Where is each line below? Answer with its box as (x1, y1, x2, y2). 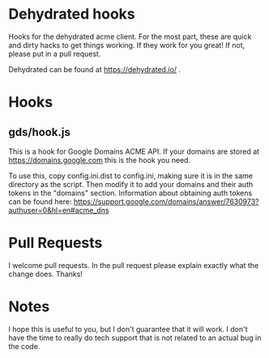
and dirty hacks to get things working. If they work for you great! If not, (8, 40, 246, 49)
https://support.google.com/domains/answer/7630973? (73, 196, 259, 207)
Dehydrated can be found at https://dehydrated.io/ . (8, 64, 181, 74)
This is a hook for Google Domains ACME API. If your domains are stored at (8, 147, 260, 156)
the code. (8, 341, 41, 351)
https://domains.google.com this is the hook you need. (8, 155, 191, 164)
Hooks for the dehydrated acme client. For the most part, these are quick (8, 32, 252, 41)
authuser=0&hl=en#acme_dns (8, 205, 109, 215)
